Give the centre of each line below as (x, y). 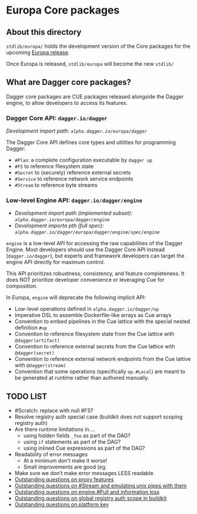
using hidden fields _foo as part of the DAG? (77, 436)
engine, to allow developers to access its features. (67, 103)
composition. (22, 286)
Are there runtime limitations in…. (55, 429)
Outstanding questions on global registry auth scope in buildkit (91, 498)
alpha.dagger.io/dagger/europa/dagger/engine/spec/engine (87, 233)
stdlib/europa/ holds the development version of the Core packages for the (98, 46)
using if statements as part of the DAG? (72, 442)
